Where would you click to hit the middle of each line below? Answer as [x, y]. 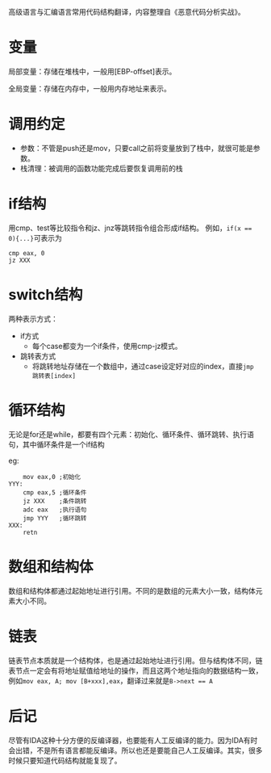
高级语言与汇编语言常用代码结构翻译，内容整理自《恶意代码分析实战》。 [127, 12]
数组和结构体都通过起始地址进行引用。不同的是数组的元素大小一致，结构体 [132, 590]
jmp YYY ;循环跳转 [55, 518]
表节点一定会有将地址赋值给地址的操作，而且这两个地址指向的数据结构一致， [135, 670]
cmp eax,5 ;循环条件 [55, 492]
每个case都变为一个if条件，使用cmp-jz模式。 [107, 346]
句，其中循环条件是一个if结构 [56, 444]
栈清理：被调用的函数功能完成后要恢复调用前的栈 [101, 168]
